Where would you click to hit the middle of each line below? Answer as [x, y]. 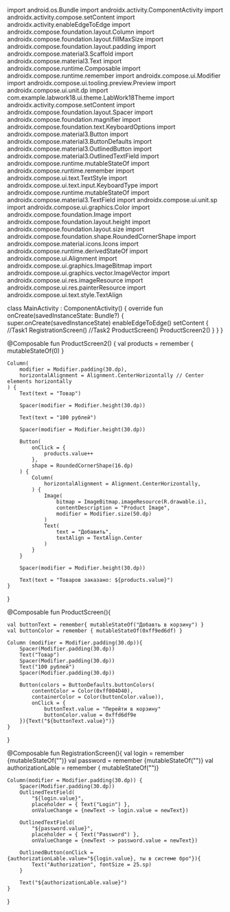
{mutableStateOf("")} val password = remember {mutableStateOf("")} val [111, 760]
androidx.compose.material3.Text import [65, 61]
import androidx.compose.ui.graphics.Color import [79, 207]
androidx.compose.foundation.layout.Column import [81, 32]
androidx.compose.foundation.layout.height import [79, 222]
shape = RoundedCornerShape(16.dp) [83, 466]
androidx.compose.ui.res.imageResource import [75, 280]
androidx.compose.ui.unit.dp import [58, 90]
